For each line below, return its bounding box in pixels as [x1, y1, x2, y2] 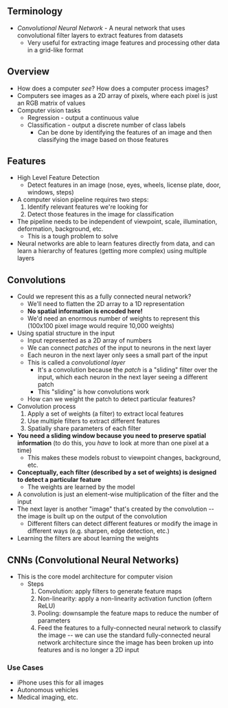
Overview [7, 65, 50, 78]
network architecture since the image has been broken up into [37, 638, 214, 647]
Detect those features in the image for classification [27, 210, 174, 219]
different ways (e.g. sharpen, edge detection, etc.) [27, 527, 170, 535]
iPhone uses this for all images [16, 678, 104, 687]
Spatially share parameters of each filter [27, 424, 141, 433]
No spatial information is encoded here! [27, 307, 143, 316]
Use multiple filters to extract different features [27, 417, 160, 425]
